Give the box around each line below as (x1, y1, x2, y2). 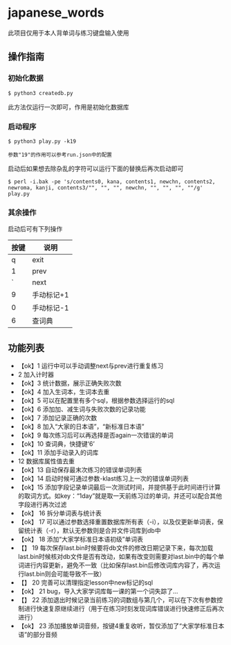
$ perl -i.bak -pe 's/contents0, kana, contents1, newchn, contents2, (8, 178, 216, 185)
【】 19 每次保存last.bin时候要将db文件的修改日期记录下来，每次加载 (17, 544, 214, 552)
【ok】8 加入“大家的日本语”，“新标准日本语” (17, 422, 145, 431)
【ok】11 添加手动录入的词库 (17, 449, 99, 457)
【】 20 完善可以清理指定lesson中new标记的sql (17, 578, 154, 587)
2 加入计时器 (17, 370, 55, 379)
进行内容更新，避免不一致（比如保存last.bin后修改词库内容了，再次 (24, 561, 215, 569)
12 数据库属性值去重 (17, 457, 75, 465)
